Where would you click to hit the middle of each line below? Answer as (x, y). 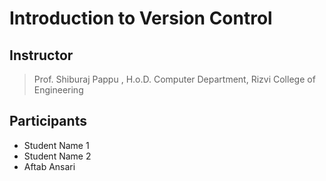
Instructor (41, 55)
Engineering (58, 90)
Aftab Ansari (49, 166)
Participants (48, 121)
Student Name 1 (56, 145)
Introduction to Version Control (141, 18)
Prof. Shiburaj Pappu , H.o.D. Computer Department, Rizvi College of (174, 79)
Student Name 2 (57, 156)
